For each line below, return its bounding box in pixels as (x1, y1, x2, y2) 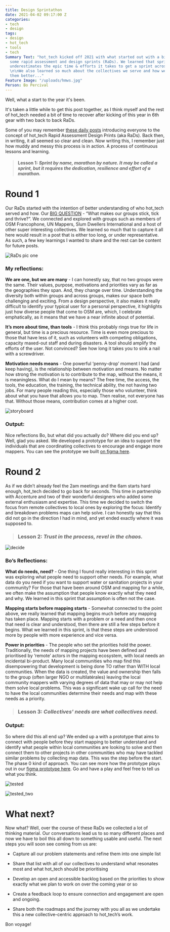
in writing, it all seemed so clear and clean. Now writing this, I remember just (5, 138, 164, 144)
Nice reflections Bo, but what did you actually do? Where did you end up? (5, 432, 158, 438)
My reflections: (5, 265, 44, 272)
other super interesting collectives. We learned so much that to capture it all (5, 227, 163, 233)
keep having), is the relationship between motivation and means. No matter (5, 366, 162, 372)
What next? (5, 808, 55, 820)
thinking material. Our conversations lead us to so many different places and (5, 830, 164, 836)
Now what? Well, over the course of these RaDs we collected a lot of (5, 825, 148, 831)
